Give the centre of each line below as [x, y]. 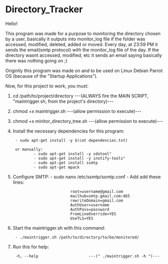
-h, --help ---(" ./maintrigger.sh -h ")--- [87, 256]
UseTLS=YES [82, 218]
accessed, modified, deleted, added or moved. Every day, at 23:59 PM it [81, 44]
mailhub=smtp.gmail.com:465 [100, 196]
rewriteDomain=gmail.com [97, 201]
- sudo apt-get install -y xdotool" [72, 154]
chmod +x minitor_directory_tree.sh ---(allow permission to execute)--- [88, 121]
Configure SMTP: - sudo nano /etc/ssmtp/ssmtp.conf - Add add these [87, 177]
